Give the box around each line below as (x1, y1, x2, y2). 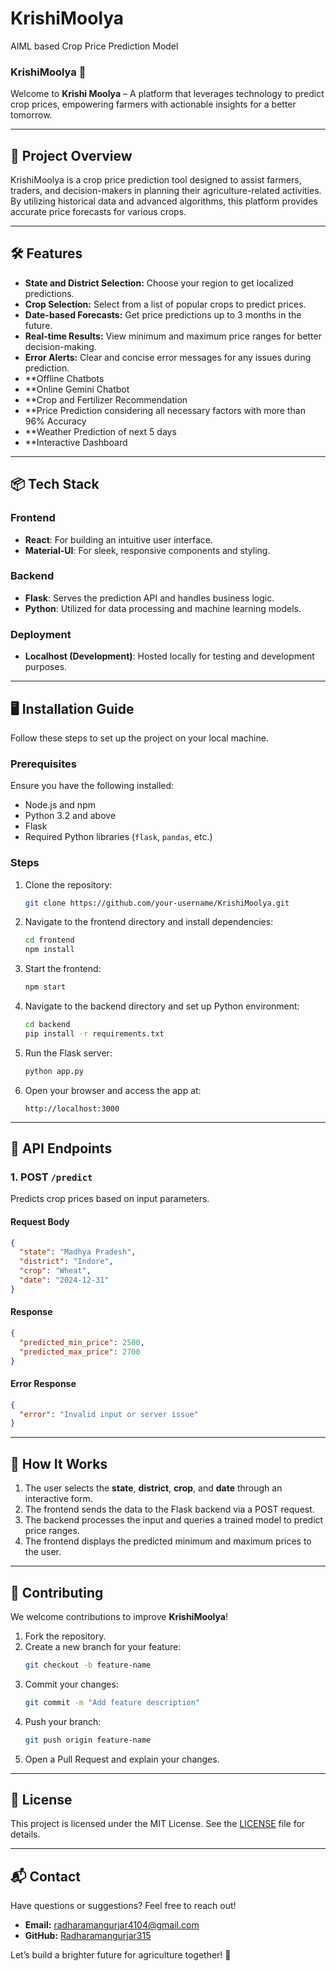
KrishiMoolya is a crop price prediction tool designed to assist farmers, (10, 174, 302, 186)
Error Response (10, 1378, 77, 1390)
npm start (24, 982, 67, 992)
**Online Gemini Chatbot (24, 383, 130, 395)
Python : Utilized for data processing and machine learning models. (24, 602, 302, 614)
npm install (24, 945, 75, 955)
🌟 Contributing (10, 1584, 104, 1601)
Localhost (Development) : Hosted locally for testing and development (24, 650, 315, 662)
